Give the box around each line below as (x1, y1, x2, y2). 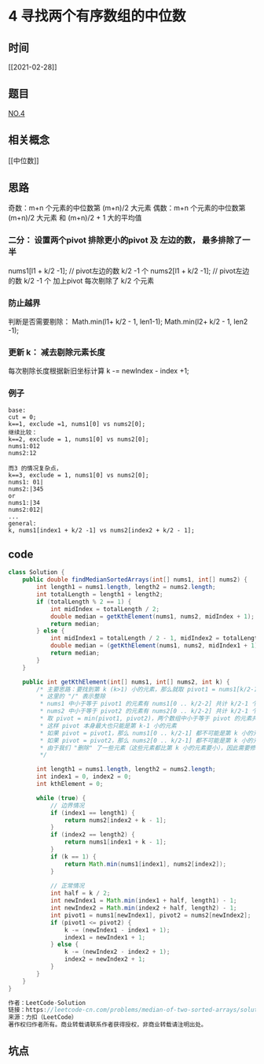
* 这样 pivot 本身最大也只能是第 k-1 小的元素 (39, 721, 178, 729)
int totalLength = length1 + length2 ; (36, 591, 163, 599)
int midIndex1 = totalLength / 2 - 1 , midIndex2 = (49, 635, 220, 643)
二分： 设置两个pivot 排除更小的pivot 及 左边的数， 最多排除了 (8, 235, 243, 246)
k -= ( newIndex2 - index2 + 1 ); (64, 948, 170, 956)
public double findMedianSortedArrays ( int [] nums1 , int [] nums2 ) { (22, 576, 247, 584)
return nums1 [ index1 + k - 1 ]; (64, 838, 167, 847)
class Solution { (8, 569, 65, 576)
